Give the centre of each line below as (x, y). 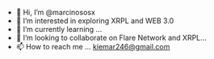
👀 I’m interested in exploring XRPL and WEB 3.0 (95, 21)
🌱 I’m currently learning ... (59, 29)
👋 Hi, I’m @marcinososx (55, 12)
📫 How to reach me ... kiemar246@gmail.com (93, 47)
